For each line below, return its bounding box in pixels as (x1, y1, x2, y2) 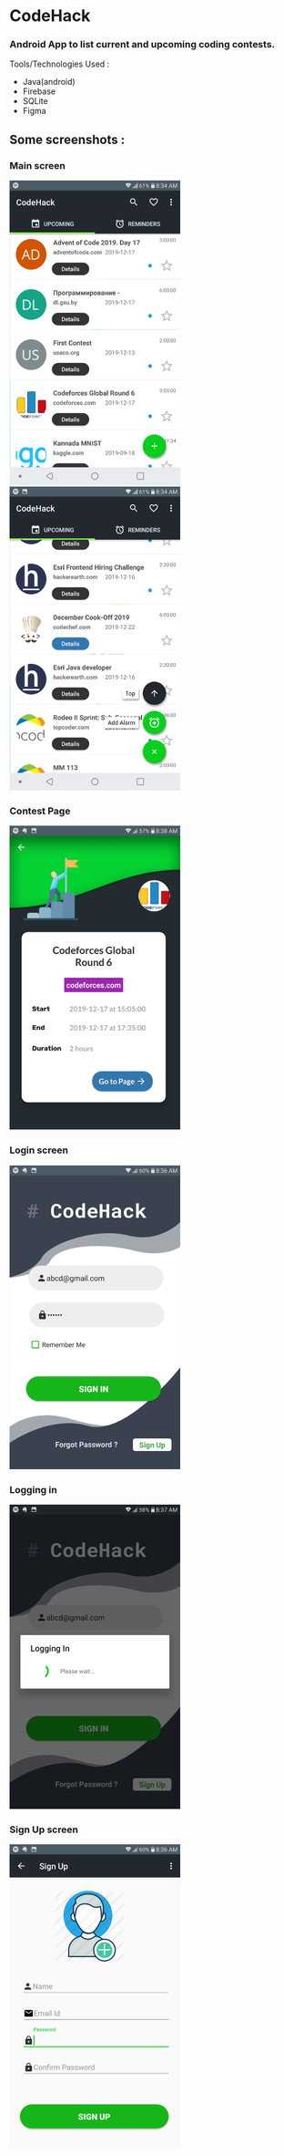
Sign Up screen (9, 1823, 79, 1836)
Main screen (9, 159, 66, 171)
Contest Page (9, 804, 71, 817)
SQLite (22, 96, 48, 107)
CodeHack (9, 5, 91, 26)
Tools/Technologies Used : (9, 58, 110, 69)
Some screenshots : (9, 131, 126, 147)
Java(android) (22, 77, 76, 88)
